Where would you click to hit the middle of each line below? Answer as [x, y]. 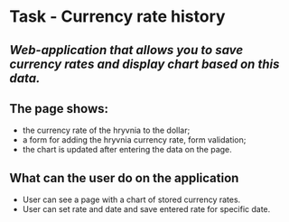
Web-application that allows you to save [126, 50]
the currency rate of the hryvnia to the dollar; [106, 130]
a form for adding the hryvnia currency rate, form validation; [134, 140]
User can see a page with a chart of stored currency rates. [131, 199]
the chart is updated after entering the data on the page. [127, 150]
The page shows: [59, 109]
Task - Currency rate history [117, 17]
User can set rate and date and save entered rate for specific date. [146, 209]
